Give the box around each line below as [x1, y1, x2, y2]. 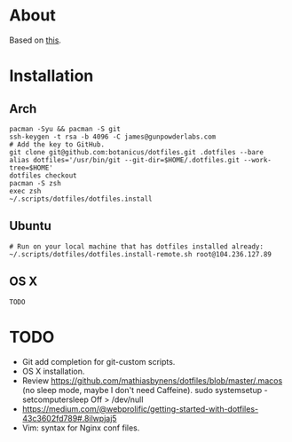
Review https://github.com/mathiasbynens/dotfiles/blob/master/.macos [21, 375, 283, 386]
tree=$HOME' [9, 163, 53, 172]
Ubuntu [9, 218, 51, 233]
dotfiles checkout [9, 170, 77, 180]
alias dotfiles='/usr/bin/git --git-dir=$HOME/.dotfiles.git [9, 155, 241, 164]
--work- [243, 155, 272, 164]
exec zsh [9, 186, 42, 195]
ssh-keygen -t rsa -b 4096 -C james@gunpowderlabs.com [9, 132, 217, 141]
